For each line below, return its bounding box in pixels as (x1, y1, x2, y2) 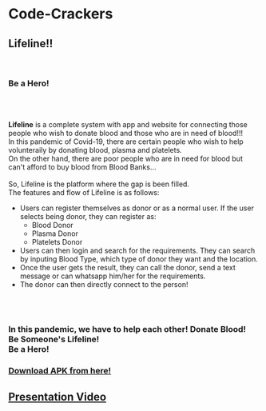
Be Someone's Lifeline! (8, 333, 100, 345)
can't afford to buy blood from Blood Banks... (8, 162, 157, 172)
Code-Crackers (8, 5, 113, 23)
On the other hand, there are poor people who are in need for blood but (8, 154, 244, 164)
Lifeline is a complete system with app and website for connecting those (8, 120, 248, 130)
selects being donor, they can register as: (19, 212, 157, 221)
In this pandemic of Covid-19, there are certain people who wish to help (8, 137, 244, 146)
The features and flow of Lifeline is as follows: (8, 188, 160, 198)
